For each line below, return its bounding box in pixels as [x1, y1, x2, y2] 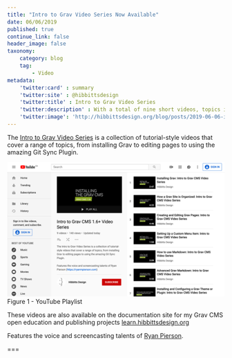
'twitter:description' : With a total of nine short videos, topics [19, 106, 221, 114]
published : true [7, 26, 54, 33]
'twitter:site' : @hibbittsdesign [19, 91, 119, 98]
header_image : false [7, 40, 67, 48]
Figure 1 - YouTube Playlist [7, 297, 83, 305]
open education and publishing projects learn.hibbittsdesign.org [7, 318, 190, 326]
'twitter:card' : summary [19, 84, 95, 91]
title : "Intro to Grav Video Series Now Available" [7, 11, 159, 18]
